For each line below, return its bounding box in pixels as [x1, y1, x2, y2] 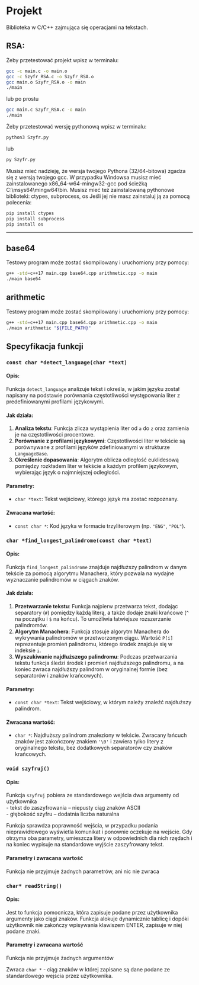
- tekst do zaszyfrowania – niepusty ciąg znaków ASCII [6, 804, 140, 811]
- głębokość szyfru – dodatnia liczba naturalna [6, 810, 120, 818]
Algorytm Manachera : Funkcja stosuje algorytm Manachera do [14, 628, 170, 635]
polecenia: [6, 198, 32, 206]
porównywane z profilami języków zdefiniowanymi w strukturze [14, 444, 170, 451]
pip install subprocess [6, 216, 65, 222]
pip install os [6, 221, 44, 227]
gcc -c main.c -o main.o [6, 68, 68, 74]
